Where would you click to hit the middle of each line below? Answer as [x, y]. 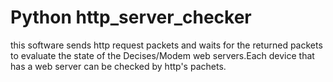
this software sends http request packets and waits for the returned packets [166, 45]
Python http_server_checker [131, 17]
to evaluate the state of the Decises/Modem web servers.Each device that [162, 55]
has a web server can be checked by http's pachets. [118, 66]
